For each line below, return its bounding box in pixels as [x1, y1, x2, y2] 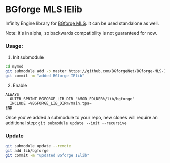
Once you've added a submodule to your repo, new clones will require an [5, 114, 158, 120]
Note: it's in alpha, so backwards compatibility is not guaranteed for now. [5, 30, 157, 36]
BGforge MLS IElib [5, 4, 82, 15]
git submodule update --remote [5, 144, 71, 149]
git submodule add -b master [5, 69, 67, 74]
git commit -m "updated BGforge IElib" [5, 153, 90, 158]
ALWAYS [5, 92, 19, 97]
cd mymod [5, 64, 24, 69]
